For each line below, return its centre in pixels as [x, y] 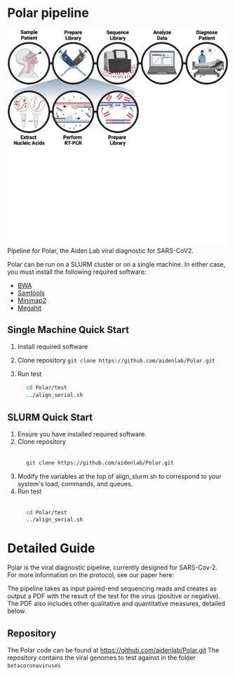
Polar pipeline [48, 13]
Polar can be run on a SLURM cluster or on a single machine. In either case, [116, 264]
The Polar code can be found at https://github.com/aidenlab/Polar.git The [113, 650]
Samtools [31, 293]
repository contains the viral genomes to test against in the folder [102, 658]
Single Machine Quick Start [68, 330]
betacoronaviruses [34, 666]
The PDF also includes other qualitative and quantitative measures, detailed [116, 604]
